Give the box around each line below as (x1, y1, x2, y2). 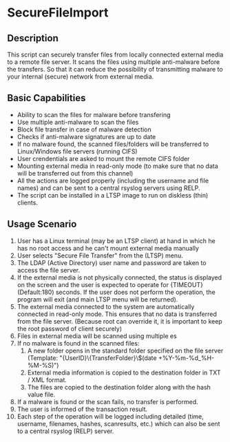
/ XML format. (27, 375, 67, 383)
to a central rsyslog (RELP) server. (17, 427, 114, 435)
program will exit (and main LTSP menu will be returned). (17, 295, 178, 304)
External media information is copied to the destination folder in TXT (27, 368, 222, 377)
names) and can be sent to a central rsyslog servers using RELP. (17, 184, 201, 192)
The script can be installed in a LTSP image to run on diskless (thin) (17, 191, 209, 199)
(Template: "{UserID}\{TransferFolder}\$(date (27, 353, 157, 362)
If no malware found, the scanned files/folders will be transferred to (17, 140, 209, 148)
